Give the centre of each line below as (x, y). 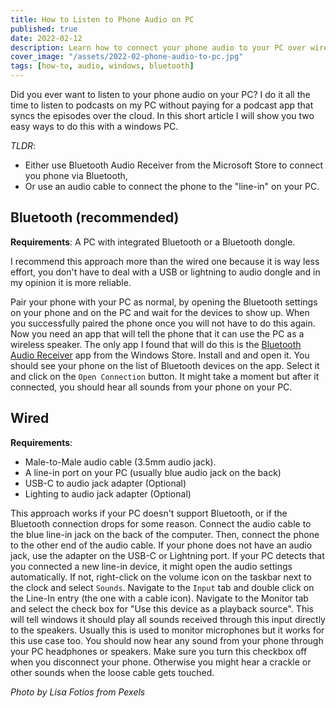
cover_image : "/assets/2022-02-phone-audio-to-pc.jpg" (127, 57)
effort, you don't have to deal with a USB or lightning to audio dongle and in (165, 272)
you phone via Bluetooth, (76, 175)
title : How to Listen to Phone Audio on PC (102, 19)
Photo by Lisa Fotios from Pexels (78, 692)
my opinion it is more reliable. (71, 282)
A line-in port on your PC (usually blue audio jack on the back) (153, 472)
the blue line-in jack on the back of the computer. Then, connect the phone (165, 534)
